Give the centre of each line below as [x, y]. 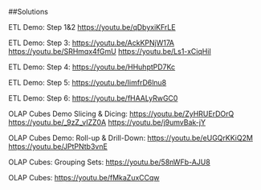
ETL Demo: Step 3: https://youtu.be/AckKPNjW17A [92, 43]
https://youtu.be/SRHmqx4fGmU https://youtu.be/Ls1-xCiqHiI [110, 51]
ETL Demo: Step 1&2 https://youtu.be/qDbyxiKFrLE [92, 27]
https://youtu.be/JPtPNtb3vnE [58, 147]
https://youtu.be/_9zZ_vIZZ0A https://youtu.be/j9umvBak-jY [107, 122]
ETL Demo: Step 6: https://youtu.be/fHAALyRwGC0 [93, 98]
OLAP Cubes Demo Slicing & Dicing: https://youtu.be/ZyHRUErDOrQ [121, 114]
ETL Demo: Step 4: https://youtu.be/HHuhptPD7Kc [92, 67]
